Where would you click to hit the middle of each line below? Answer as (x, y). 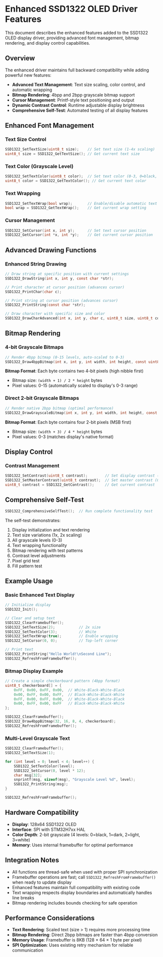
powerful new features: (28, 75)
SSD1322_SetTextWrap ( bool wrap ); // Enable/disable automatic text (81, 203)
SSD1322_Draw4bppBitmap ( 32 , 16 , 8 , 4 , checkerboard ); (61, 722)
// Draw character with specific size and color (55, 314)
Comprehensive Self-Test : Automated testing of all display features (80, 110)
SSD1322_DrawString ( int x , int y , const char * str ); (59, 278)
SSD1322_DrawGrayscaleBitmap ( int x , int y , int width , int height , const (81, 413)
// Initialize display (28, 605)
